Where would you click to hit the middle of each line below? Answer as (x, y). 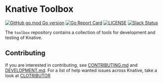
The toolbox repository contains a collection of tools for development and (80, 32)
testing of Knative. (24, 38)
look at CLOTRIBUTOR (28, 76)
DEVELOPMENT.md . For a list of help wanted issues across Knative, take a (81, 70)
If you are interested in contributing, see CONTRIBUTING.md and (71, 65)
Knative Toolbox (39, 9)
